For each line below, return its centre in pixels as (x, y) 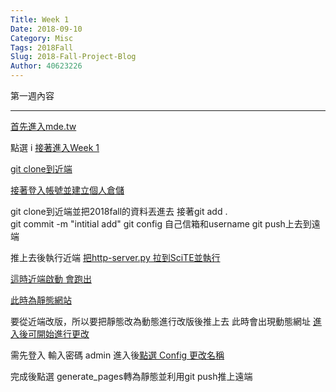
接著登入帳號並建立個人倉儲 (67, 190)
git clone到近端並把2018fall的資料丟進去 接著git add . (119, 211)
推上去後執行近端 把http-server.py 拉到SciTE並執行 (115, 257)
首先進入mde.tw (43, 126)
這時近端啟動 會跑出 (51, 279)
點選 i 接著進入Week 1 (55, 147)
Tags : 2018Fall (42, 47)
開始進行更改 (63, 334)
